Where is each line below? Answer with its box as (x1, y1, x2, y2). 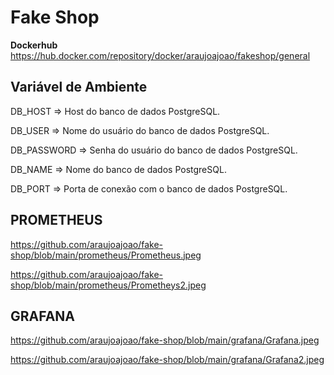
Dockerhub (10, 39, 58, 51)
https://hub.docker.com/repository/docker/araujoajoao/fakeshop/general (10, 49, 311, 61)
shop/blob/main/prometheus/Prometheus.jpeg (10, 249, 202, 261)
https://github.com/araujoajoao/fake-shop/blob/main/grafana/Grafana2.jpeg (10, 354, 325, 366)
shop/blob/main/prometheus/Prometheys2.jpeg (10, 279, 207, 291)
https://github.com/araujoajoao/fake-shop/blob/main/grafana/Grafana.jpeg (10, 334, 320, 346)
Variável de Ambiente (10, 79, 148, 96)
